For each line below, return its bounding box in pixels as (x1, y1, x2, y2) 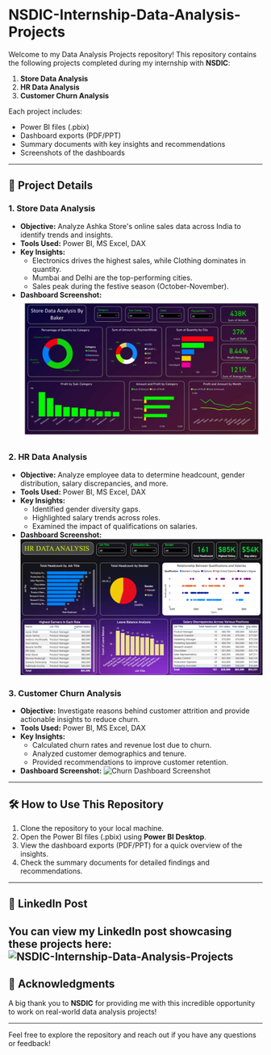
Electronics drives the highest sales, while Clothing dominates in (31, 256, 246, 265)
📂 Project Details (8, 179, 94, 193)
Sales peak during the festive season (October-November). (31, 281, 229, 291)
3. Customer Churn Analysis (8, 687, 122, 698)
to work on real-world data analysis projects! (8, 1007, 157, 1017)
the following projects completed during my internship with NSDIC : (8, 58, 231, 68)
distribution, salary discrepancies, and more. (19, 478, 169, 488)
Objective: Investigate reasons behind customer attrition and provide (19, 706, 250, 715)
